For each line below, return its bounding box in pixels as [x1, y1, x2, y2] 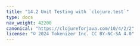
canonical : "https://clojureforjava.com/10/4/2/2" [6, 25, 135, 32]
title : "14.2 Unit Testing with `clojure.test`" [6, 8, 129, 15]
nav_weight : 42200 [6, 20, 52, 26]
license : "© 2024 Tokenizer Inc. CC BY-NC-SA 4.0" [6, 31, 135, 37]
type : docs [6, 14, 33, 20]
